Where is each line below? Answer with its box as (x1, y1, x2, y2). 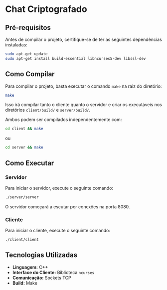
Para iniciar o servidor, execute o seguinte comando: (5, 185, 114, 191)
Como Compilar (5, 70, 55, 78)
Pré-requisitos (5, 23, 51, 32)
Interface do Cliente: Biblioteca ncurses (12, 269, 95, 275)
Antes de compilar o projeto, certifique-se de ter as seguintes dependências (5, 36, 162, 42)
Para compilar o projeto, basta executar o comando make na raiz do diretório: (5, 83, 162, 89)
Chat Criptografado (5, 3, 87, 15)
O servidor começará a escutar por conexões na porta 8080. (5, 203, 130, 210)
